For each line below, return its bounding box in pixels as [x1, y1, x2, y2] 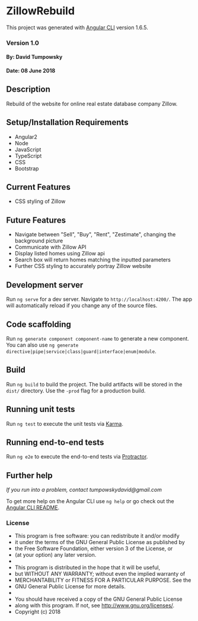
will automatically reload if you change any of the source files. [6, 302, 158, 309]
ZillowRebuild [6, 4, 75, 18]
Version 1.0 [6, 39, 40, 47]
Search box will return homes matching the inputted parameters [14, 256, 171, 263]
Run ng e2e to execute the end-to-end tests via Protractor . [6, 453, 148, 460]
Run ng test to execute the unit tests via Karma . [6, 420, 123, 427]
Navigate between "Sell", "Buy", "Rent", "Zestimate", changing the [14, 231, 176, 238]
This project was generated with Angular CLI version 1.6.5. [6, 24, 148, 31]
